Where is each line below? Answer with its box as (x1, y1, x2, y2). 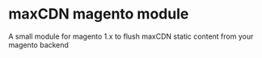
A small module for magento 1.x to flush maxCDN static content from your (8, 31, 254, 41)
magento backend (8, 39, 69, 49)
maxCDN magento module (8, 5, 189, 23)
